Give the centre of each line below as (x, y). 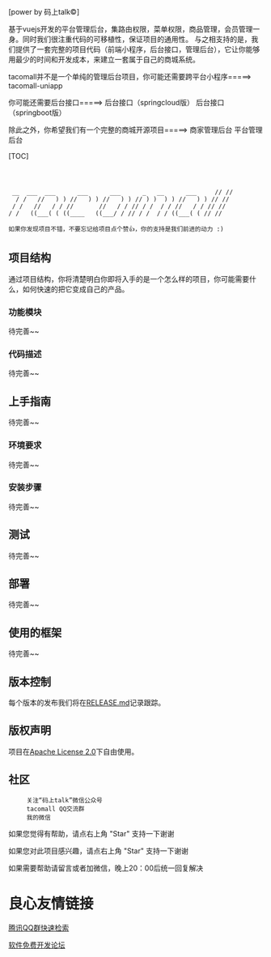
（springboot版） (37, 113)
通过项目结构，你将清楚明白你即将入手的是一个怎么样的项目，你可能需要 (129, 279)
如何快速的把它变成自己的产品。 (76, 289)
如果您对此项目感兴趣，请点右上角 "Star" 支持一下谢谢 (98, 851)
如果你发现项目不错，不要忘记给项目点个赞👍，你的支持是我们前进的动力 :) (116, 229)
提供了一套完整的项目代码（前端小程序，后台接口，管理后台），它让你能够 (138, 49)
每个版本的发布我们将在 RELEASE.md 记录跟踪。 (87, 703)
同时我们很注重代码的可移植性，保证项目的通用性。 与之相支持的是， (137, 39)
